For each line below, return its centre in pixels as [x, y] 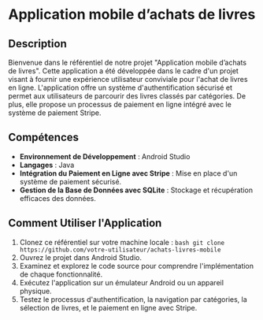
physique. [36, 291]
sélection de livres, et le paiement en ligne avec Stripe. [108, 307]
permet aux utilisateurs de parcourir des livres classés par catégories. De [127, 96]
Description [37, 44]
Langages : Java [47, 165]
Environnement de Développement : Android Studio [105, 156]
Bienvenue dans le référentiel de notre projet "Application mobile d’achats [127, 62]
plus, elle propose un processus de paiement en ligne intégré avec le [120, 104]
